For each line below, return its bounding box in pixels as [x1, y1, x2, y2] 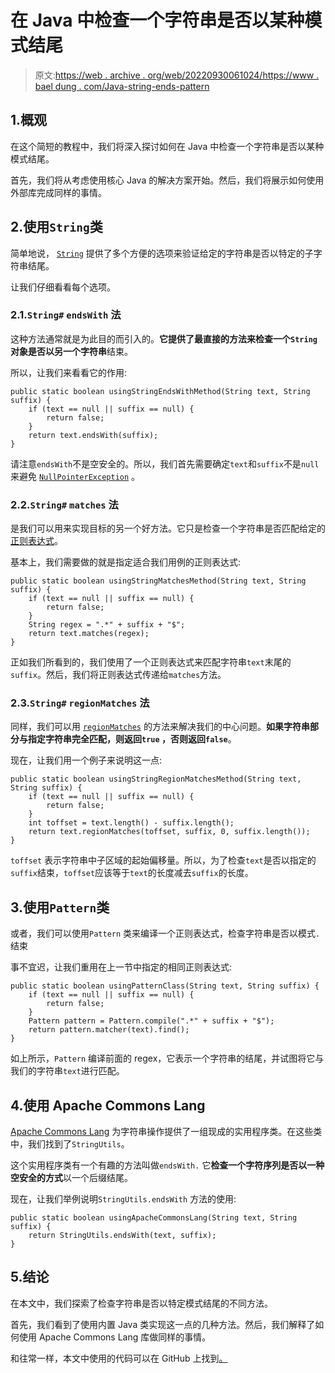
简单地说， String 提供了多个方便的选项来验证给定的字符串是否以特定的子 [10, 247, 314, 259]
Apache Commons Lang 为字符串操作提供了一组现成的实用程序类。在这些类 [10, 1126, 323, 1138]
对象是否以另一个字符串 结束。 [10, 345, 133, 357]
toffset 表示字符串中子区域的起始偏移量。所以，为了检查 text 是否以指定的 [10, 854, 317, 866]
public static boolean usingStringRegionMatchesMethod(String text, [10, 774, 302, 785]
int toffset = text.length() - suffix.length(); [28, 818, 235, 828]
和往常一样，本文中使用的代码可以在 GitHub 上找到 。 [10, 1352, 228, 1364]
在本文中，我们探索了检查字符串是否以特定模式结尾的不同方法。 [10, 1297, 273, 1309]
